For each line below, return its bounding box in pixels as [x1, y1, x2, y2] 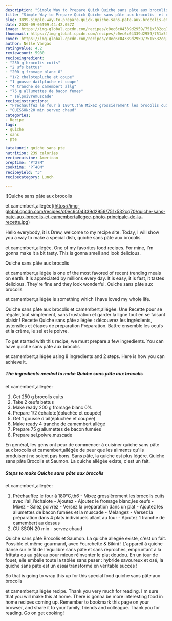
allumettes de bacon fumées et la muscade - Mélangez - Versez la [12, 509, 154, 515]
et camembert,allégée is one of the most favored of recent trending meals [5, 270, 161, 276]
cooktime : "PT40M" [5, 165, 45, 170]
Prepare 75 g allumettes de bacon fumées [12, 426, 101, 432]
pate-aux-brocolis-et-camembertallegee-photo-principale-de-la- [5, 214, 143, 220]
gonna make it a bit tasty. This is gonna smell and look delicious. [5, 250, 141, 256]
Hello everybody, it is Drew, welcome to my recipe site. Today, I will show [5, 229, 160, 235]
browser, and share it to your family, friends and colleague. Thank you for [5, 605, 160, 611]
